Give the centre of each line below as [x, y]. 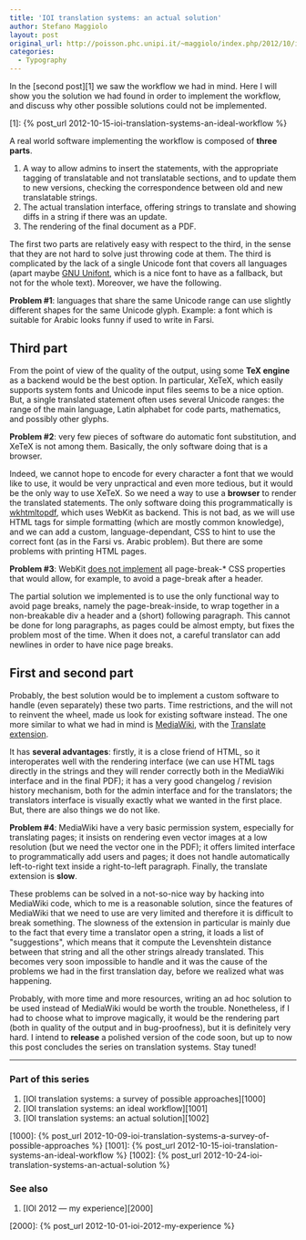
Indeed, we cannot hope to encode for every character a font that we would [152, 473]
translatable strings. [60, 197]
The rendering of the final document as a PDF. [109, 226]
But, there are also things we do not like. [85, 810]
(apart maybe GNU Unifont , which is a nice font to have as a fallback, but [146, 273]
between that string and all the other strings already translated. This [137, 951]
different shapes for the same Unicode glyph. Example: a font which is [141, 310]
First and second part [71, 673]
